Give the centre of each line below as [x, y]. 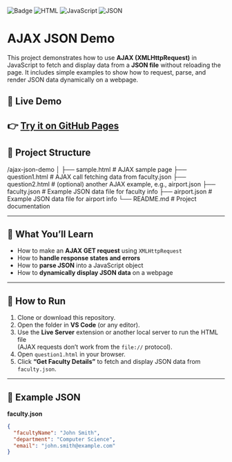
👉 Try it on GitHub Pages [63, 125]
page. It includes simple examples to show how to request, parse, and [107, 72]
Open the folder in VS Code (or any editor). [78, 325]
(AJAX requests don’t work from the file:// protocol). [95, 347]
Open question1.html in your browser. [71, 354]
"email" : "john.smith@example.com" [65, 445]
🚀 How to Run [37, 301]
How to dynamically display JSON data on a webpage [95, 273]
